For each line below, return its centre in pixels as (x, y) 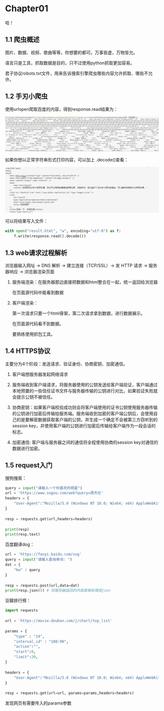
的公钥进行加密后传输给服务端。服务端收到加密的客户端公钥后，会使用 (83, 413)
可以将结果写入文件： (26, 221)
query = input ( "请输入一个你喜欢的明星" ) (44, 488)
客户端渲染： (25, 303)
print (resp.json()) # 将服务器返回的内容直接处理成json (58, 591)
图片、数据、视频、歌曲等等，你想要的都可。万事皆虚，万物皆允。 (71, 52)
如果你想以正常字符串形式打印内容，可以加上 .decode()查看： (67, 160)
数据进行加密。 (27, 448)
